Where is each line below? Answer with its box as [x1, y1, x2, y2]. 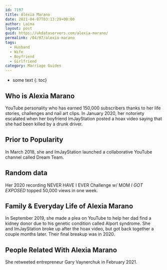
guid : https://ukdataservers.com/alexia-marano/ [5, 31, 108, 36]
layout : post [5, 26, 32, 31]
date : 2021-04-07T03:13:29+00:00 [5, 17, 75, 22]
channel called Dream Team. [5, 154, 64, 160]
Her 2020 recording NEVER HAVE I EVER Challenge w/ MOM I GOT [5, 182, 143, 188]
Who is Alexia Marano [5, 91, 75, 100]
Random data [5, 169, 47, 177]
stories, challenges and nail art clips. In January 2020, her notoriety [5, 110, 144, 116]
